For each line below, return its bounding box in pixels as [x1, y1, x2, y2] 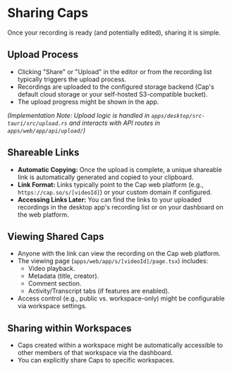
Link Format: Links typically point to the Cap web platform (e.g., [17, 180, 204, 188]
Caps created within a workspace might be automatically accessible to [17, 341, 224, 350]
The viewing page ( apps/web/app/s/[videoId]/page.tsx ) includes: [17, 257, 209, 265]
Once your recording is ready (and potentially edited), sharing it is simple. [7, 28, 221, 37]
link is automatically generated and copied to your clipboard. [17, 173, 194, 181]
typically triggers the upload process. [17, 75, 127, 83]
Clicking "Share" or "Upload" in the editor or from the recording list [17, 67, 212, 75]
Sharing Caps [7, 5, 89, 21]
